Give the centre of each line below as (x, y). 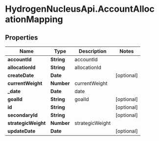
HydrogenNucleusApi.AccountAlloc (80, 9)
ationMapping (34, 19)
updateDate (22, 131)
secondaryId (23, 115)
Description (92, 51)
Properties (22, 37)
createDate (21, 75)
